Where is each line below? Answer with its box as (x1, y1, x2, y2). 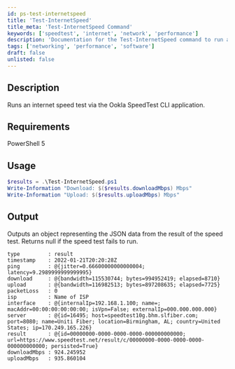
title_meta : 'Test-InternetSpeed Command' (7, 23, 133, 30)
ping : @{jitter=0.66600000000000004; (7, 262, 145, 270)
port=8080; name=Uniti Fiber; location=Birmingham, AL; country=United (7, 318, 220, 325)
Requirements (7, 121, 70, 133)
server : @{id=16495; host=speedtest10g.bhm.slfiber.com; (7, 311, 199, 319)
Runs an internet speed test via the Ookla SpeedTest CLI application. (7, 100, 205, 109)
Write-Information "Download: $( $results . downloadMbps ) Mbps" (7, 185, 192, 192)
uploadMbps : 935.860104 (7, 355, 86, 362)
